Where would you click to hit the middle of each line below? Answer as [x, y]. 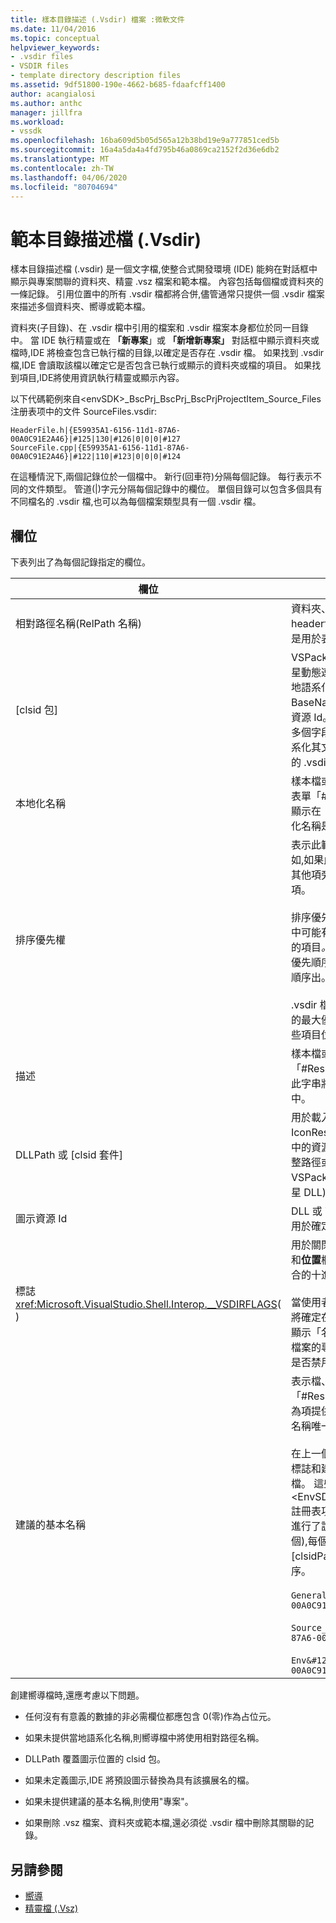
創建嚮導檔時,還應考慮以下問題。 [77, 1695]
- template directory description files [96, 76]
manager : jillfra [46, 112]
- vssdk [26, 131]
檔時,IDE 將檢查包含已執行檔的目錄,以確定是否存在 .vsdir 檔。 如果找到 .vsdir [167, 353]
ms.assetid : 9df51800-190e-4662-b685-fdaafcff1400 [118, 85]
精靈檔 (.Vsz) [51, 1908]
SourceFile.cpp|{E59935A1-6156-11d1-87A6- [100, 448]
